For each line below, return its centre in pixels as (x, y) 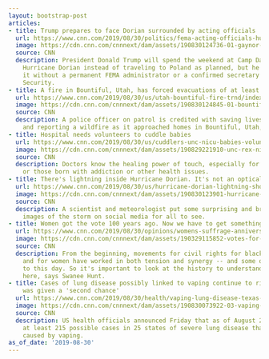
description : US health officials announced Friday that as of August (136, 321)
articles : (25, 23)
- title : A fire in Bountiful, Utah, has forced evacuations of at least (134, 90)
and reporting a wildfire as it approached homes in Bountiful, (132, 127)
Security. (39, 82)
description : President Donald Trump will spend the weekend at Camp (134, 61)
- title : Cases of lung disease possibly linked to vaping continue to (130, 283)
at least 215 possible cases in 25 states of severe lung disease (136, 328)
